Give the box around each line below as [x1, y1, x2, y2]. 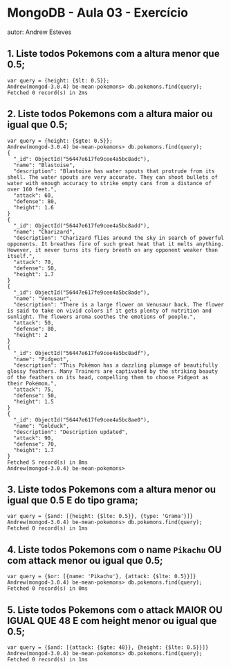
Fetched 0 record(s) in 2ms [7, 89, 89, 96]
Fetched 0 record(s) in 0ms [7, 585, 89, 592]
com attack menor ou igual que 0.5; [7, 555, 163, 566]
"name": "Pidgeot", [13, 356, 70, 363]
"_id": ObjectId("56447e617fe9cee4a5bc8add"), [13, 222, 150, 229]
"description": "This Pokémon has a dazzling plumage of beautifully [13, 362, 218, 369]
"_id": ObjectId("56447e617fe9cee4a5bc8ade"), [13, 289, 150, 296]
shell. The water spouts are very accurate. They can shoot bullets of [7, 173, 218, 181]
